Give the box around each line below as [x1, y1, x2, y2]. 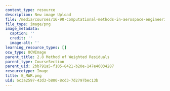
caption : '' [10, 31, 35, 36]
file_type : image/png [5, 21, 51, 27]
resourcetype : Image [5, 69, 49, 74]
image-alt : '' [10, 40, 39, 45]
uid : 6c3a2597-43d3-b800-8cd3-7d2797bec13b [5, 78, 99, 83]
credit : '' [10, 36, 33, 41]
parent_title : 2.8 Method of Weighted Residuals [5, 54, 110, 60]
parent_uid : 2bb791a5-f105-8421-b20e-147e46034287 [5, 64, 114, 69]
